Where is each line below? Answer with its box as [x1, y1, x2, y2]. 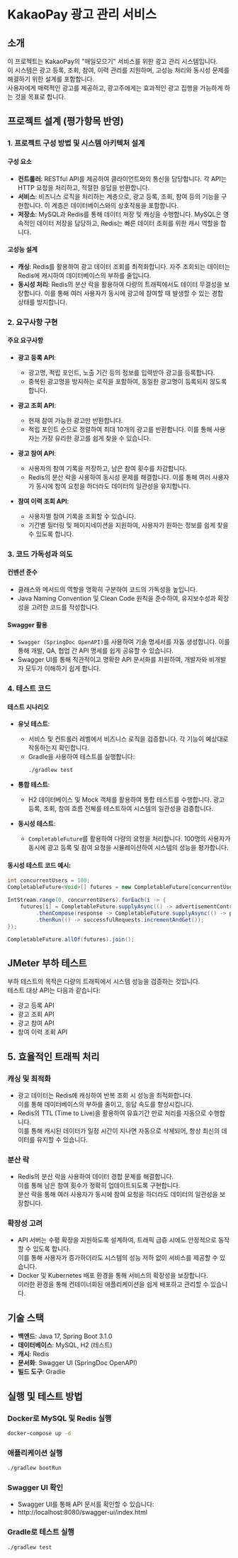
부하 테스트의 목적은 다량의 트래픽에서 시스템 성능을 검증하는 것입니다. [7, 977, 200, 986]
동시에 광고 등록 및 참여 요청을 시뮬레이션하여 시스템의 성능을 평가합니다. [28, 844, 229, 852]
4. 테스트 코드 [7, 684, 52, 694]
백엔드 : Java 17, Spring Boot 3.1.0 [17, 1332, 113, 1341]
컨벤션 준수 [7, 568, 38, 577]
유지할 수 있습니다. [36, 1135, 89, 1144]
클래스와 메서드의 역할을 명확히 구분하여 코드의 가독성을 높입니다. [17, 585, 198, 593]
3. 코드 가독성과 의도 [7, 549, 73, 559]
